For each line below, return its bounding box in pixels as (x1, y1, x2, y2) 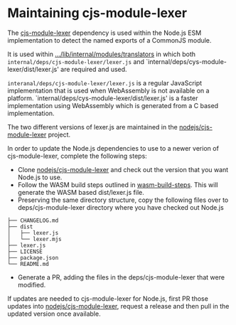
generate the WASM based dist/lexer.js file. (17, 188, 144, 196)
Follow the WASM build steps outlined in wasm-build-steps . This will (17, 180, 218, 189)
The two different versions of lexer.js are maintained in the (7, 122, 178, 131)
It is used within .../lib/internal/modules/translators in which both (7, 50, 196, 58)
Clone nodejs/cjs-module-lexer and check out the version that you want (17, 165, 229, 174)
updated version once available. (7, 309, 101, 318)
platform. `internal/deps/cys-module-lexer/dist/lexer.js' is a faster (7, 94, 198, 102)
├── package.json (7, 254, 59, 261)
